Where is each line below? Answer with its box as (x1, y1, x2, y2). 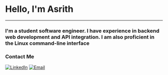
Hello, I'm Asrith (5, 3, 73, 15)
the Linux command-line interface (5, 40, 90, 47)
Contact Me (5, 53, 34, 60)
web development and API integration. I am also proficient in (5, 33, 155, 40)
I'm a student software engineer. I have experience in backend (5, 27, 159, 34)
